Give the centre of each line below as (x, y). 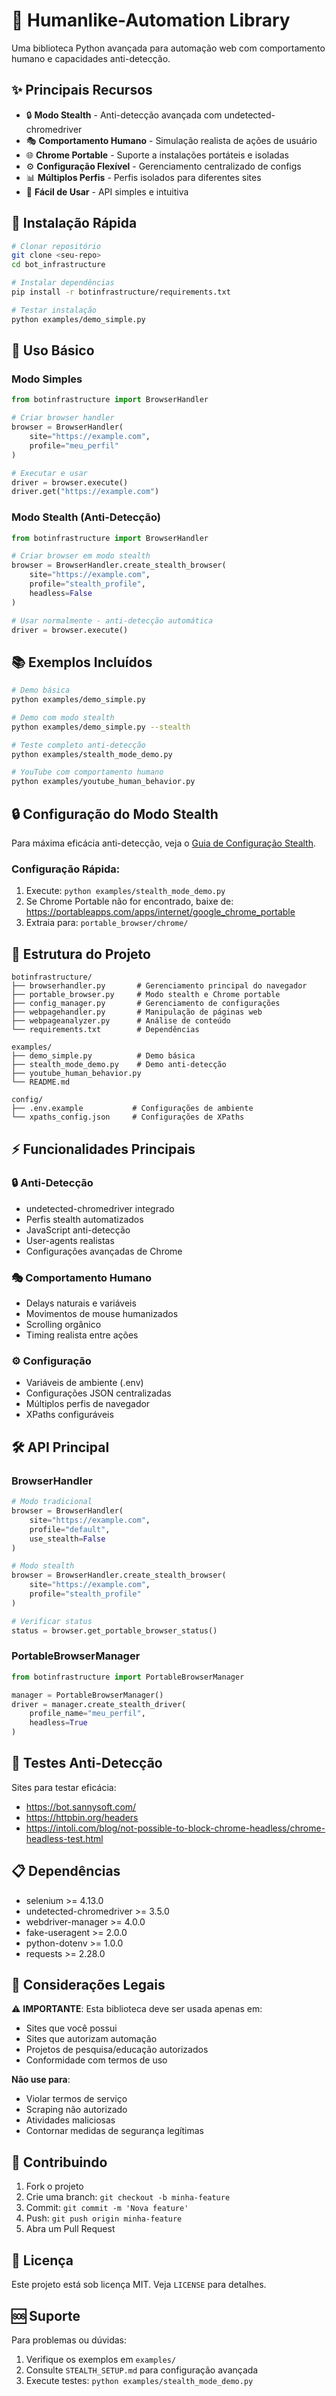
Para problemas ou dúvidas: (69, 2340)
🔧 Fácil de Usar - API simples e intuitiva (107, 191)
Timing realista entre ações (82, 1335)
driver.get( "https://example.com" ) (85, 492)
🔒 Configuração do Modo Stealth (115, 814)
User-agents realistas (70, 1240)
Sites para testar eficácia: (64, 1787)
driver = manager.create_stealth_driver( (99, 1704)
